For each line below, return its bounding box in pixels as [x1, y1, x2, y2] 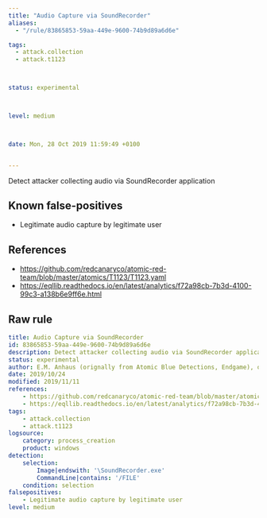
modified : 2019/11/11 [8, 378, 80, 386]
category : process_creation [22, 437, 115, 445]
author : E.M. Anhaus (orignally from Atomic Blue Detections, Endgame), [8, 363, 254, 371]
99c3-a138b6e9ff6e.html [19, 289, 102, 299]
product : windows [22, 444, 80, 453]
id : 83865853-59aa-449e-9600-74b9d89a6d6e [8, 341, 151, 349]
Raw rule [8, 312, 53, 326]
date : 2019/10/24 [8, 370, 66, 378]
